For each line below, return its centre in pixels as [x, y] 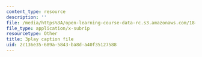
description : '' [26, 17]
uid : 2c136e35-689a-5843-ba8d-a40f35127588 [62, 45]
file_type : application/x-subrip [48, 28]
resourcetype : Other [32, 34]
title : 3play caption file [40, 39]
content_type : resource [36, 12]
